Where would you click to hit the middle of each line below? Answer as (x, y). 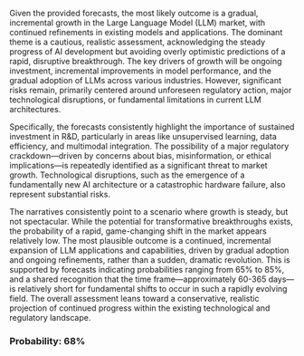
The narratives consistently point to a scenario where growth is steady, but (149, 212)
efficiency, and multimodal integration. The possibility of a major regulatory (149, 146)
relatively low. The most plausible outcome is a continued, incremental (140, 241)
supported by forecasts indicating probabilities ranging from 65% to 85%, (147, 269)
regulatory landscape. (50, 318)
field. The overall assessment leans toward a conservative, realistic (134, 298)
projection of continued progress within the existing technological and (140, 308)
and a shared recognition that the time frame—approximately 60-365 (138, 279)
